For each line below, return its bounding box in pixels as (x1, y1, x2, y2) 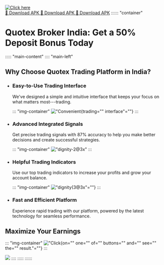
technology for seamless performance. (12, 213, 91, 219)
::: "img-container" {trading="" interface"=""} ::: (12, 108, 139, 114)
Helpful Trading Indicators (12, 158, 76, 165)
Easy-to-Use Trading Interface (12, 82, 87, 89)
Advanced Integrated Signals (12, 120, 83, 127)
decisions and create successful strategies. (12, 137, 100, 143)
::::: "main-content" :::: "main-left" (5, 53, 73, 59)
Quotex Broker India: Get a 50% (5, 27, 136, 38)
